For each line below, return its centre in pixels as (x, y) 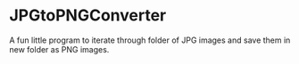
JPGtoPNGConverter (88, 16)
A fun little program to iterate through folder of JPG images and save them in (150, 40)
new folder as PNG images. (59, 49)
